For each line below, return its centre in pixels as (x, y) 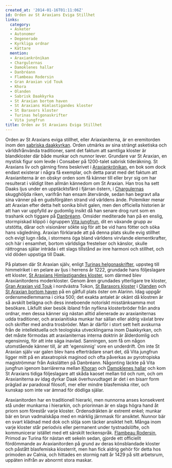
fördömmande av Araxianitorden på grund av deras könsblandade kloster (83, 443)
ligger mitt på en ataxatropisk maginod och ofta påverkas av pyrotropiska (83, 357)
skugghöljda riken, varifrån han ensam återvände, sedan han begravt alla (83, 194)
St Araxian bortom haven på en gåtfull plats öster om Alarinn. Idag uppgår (83, 292)
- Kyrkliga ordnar (30, 44)
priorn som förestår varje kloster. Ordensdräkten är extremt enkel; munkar (83, 411)
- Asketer (20, 29)
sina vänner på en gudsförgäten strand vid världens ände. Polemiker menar (85, 200)
